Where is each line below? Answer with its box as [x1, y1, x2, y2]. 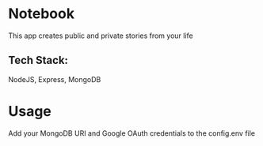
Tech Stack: [8, 54, 69, 67]
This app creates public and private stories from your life [8, 31, 193, 40]
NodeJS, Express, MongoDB [8, 74, 101, 84]
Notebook [8, 5, 75, 23]
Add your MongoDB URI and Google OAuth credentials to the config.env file [8, 128, 256, 138]
